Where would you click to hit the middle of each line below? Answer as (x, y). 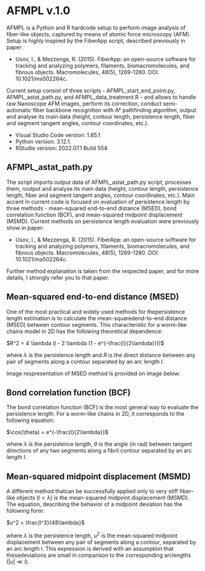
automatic (19, 110)
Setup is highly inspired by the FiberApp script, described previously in (96, 40)
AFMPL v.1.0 (38, 11)
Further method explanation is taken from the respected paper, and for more (103, 271)
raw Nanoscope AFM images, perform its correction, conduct (84, 103)
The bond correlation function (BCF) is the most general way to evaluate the (102, 407)
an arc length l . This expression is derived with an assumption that (90, 548)
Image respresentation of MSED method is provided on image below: (94, 373)
